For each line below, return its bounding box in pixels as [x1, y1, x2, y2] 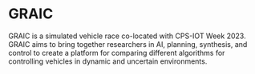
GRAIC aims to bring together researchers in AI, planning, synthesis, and [8, 39, 248, 49]
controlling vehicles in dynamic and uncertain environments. [8, 56, 208, 66]
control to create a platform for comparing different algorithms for [8, 48, 225, 57]
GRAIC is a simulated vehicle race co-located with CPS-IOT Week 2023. [8, 31, 246, 41]
